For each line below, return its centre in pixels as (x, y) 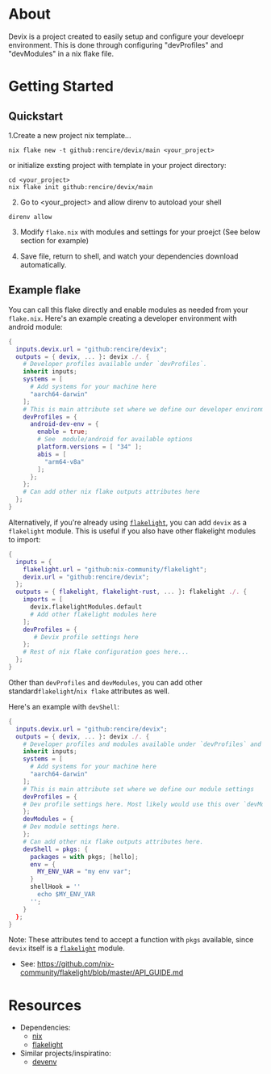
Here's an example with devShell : (64, 706)
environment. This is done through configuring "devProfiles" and (116, 44)
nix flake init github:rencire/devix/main (81, 187)
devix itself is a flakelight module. (67, 948)
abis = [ (52, 454)
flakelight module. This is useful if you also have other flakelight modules (132, 531)
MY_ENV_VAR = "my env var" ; (84, 872)
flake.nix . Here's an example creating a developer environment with (123, 318)
